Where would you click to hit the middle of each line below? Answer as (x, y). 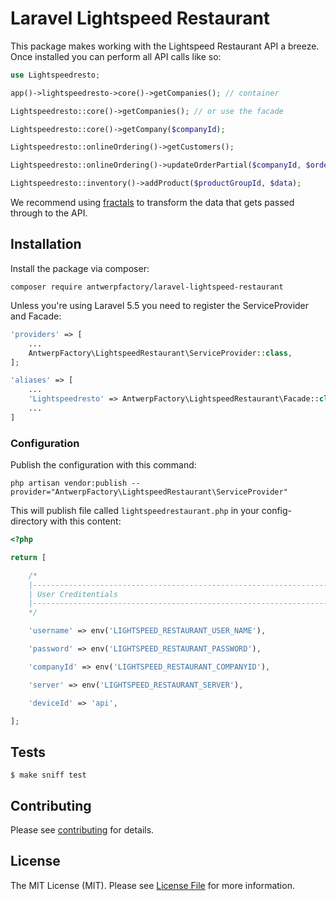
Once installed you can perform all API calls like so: (116, 56)
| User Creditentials (73, 594)
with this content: (85, 521)
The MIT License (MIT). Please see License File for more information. (152, 885)
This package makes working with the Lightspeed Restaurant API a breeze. (165, 46)
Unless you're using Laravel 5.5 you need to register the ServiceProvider (160, 305)
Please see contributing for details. (82, 830)
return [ (28, 557)
